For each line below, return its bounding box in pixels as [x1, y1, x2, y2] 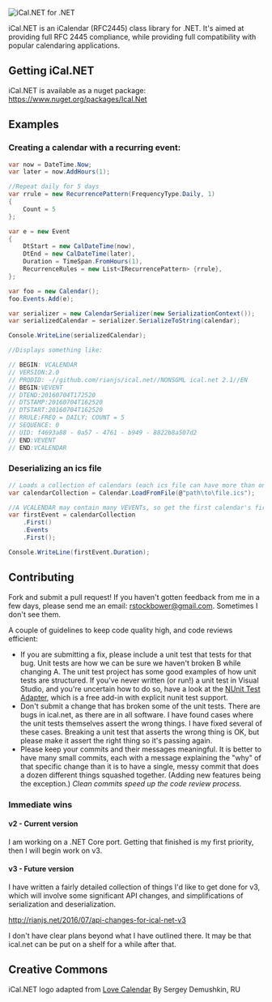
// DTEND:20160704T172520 [8, 391, 96, 399]
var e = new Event [8, 227, 70, 235]
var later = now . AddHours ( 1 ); [8, 168, 111, 176]
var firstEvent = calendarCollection [8, 511, 136, 519]
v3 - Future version [8, 864, 74, 874]
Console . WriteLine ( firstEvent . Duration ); [8, 548, 151, 556]
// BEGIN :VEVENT [8, 383, 63, 392]
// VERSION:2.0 [8, 368, 60, 376]
